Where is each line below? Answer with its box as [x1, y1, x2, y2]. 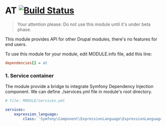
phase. [17, 26, 32, 32]
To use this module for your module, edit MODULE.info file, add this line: [5, 51, 152, 57]
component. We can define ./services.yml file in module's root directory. [5, 89, 152, 95]
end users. [5, 41, 27, 47]
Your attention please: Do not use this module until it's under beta [17, 21, 151, 27]
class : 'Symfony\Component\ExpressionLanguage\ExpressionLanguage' [23, 116, 165, 121]
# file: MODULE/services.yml [5, 98, 65, 103]
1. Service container [5, 72, 54, 79]
